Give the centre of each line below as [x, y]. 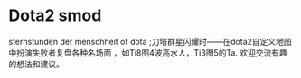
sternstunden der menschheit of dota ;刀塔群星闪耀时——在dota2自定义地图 [150, 41]
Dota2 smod [55, 16]
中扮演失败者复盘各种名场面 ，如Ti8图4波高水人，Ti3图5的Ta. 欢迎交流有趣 [148, 52]
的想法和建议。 [36, 64]
